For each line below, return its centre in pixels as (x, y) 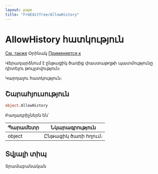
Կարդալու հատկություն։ (34, 78)
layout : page (19, 10)
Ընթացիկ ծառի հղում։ (73, 136)
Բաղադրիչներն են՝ (27, 115)
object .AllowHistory (27, 106)
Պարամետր (23, 128)
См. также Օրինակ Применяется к (43, 53)
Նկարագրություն (73, 128)
